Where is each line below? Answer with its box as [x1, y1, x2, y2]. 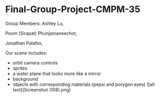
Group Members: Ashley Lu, [5, 20, 64, 26]
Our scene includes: [5, 50, 47, 56]
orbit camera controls [12, 59, 58, 66]
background [12, 76, 38, 82]
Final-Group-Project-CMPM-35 [5, 4, 141, 15]
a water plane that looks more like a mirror [12, 70, 102, 77]
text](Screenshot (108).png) [12, 86, 71, 92]
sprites [12, 65, 27, 71]
